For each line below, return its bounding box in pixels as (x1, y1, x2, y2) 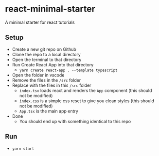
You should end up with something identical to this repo (19, 118, 131, 124)
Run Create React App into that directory (12, 62, 94, 67)
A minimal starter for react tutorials (5, 19, 75, 25)
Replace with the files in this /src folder (12, 82, 91, 88)
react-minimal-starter (5, 3, 96, 15)
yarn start (12, 146, 35, 151)
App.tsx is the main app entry (19, 108, 79, 114)
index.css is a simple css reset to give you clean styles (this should (19, 98, 155, 104)
